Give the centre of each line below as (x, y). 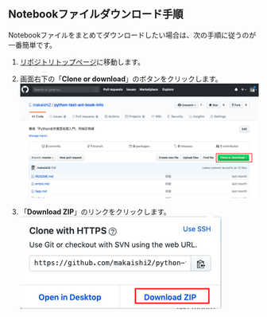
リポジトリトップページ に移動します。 (82, 61)
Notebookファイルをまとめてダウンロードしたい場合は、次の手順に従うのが (132, 35)
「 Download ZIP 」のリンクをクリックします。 (95, 212)
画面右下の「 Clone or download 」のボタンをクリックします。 (121, 79)
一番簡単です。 (33, 45)
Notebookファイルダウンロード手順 (96, 14)
